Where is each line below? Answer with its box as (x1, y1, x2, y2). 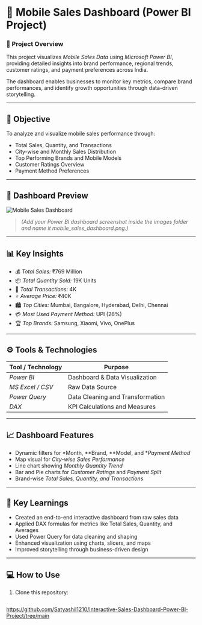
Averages (14, 527, 39, 534)
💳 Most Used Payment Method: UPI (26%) (14, 310, 122, 317)
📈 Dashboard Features (6, 430, 94, 440)
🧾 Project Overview (6, 40, 64, 48)
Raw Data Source (68, 382, 117, 391)
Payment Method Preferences (14, 167, 90, 174)
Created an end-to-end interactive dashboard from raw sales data (14, 514, 179, 521)
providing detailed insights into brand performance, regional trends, (6, 60, 174, 67)
